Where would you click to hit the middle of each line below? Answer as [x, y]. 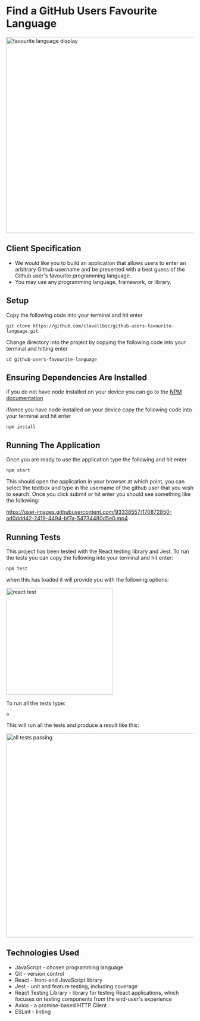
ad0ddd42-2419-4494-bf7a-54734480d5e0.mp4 [67, 519]
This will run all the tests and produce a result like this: [73, 725]
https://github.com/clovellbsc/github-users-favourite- [103, 326]
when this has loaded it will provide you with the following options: [87, 580]
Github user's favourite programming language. [73, 276]
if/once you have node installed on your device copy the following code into [99, 410]
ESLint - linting [33, 1011]
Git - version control [39, 973]
